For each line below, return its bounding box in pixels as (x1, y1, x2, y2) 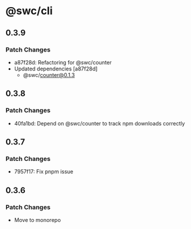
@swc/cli (5, 4, 53, 18)
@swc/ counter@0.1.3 (23, 71, 75, 78)
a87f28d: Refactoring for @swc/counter (14, 59, 112, 66)
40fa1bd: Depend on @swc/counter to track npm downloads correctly (14, 120, 185, 127)
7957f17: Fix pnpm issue (14, 168, 74, 175)
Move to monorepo (14, 216, 61, 223)
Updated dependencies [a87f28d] (14, 65, 98, 72)
